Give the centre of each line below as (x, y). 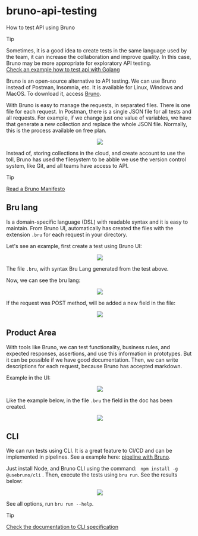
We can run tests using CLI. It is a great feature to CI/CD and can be (89, 451)
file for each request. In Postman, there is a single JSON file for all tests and (99, 111)
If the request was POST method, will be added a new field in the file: (91, 303)
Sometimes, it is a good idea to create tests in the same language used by (97, 50)
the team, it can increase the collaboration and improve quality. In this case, (99, 57)
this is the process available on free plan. (56, 130)
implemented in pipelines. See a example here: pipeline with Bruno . (88, 457)
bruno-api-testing (52, 11)
